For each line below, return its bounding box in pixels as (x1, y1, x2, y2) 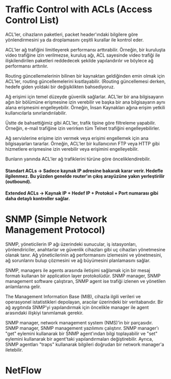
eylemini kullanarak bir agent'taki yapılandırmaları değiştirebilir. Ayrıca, (5, 336, 153, 342)
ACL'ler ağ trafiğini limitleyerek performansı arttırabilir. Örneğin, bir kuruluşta (5, 46, 166, 53)
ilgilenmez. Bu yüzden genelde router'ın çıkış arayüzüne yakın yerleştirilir (5, 173, 165, 179)
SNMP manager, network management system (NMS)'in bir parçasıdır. (5, 320, 153, 326)
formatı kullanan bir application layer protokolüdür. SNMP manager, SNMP (5, 273, 161, 279)
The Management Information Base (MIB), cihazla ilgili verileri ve (5, 294, 141, 300)
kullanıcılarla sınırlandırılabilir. (5, 110, 67, 116)
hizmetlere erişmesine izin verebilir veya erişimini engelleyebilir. (5, 146, 139, 152)
